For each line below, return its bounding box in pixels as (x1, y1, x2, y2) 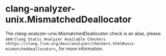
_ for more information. (55, 45, 104, 51)
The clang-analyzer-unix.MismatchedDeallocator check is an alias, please (5, 30, 161, 36)
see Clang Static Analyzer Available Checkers (5, 36, 106, 42)
